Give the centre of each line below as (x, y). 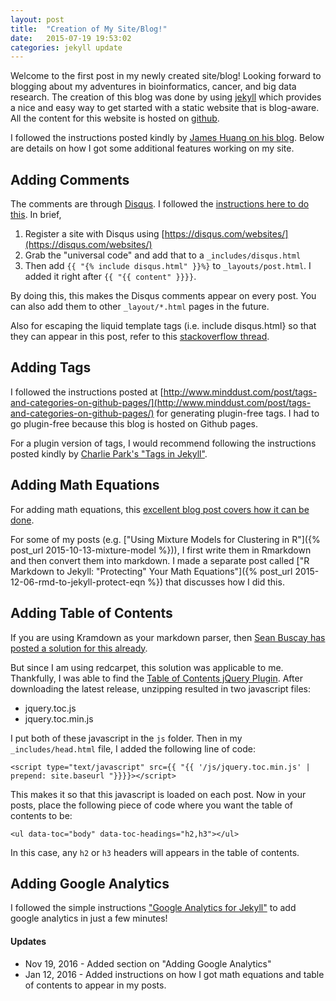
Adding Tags (51, 367)
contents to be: (41, 815)
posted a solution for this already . (79, 648)
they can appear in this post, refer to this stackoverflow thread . (140, 337)
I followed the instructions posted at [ (87, 392)
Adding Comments (70, 179)
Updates (28, 941)
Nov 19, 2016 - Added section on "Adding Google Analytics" (148, 963)
